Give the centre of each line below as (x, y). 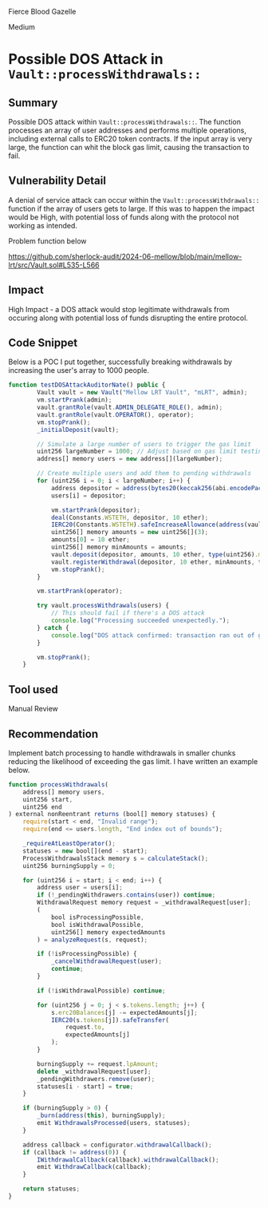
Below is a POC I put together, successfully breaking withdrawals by (120, 362)
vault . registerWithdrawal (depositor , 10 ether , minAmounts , (153, 562)
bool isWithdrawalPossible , (98, 925)
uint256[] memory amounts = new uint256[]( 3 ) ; (130, 533)
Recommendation (53, 734)
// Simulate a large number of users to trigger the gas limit (144, 444)
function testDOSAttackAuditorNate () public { (87, 385)
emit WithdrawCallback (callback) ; (94, 1167)
